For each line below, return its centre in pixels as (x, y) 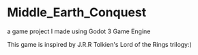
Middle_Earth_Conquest (77, 13)
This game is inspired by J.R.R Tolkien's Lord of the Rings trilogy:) (100, 44)
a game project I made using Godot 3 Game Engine (79, 31)
